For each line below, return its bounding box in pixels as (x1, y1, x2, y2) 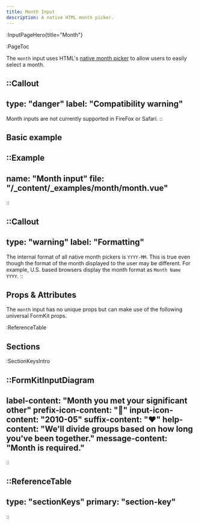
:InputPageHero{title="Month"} (6, 31, 83, 38)
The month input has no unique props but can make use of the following (6, 306, 183, 313)
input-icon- (129, 405, 173, 415)
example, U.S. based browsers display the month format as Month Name (6, 266, 182, 273)
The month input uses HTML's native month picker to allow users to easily (6, 54, 188, 62)
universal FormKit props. (6, 312, 67, 320)
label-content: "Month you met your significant (6, 395, 188, 405)
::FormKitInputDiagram (6, 375, 95, 385)
